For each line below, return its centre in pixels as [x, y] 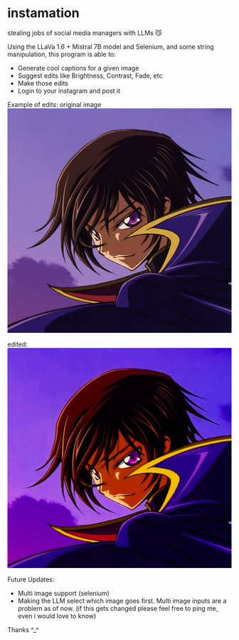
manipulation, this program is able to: [62, 54]
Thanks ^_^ [23, 629]
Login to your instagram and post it [69, 91]
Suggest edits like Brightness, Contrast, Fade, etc [90, 76]
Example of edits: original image [54, 104]
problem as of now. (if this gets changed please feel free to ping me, [118, 608]
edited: [18, 344]
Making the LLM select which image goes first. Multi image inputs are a [122, 601]
